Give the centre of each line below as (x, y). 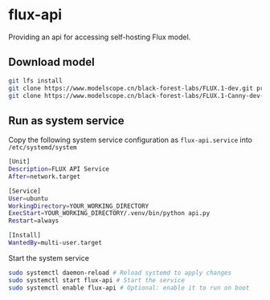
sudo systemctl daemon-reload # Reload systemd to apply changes (120, 273)
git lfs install (35, 81)
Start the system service (49, 257)
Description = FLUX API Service (59, 169)
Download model (51, 62)
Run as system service (66, 121)
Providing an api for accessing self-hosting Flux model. (100, 37)
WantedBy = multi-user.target (55, 243)
